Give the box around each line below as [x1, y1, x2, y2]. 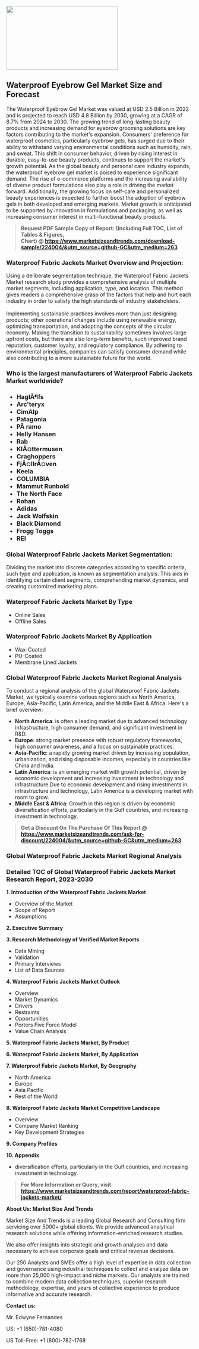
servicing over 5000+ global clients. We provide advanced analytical [6, 1223, 174, 1230]
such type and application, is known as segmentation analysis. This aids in [6, 570, 189, 578]
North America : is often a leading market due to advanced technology [14, 718, 187, 725]
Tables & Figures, [20, 231, 65, 238]
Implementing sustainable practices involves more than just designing [6, 310, 177, 317]
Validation [14, 954, 40, 961]
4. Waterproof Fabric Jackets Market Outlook [6, 978, 121, 985]
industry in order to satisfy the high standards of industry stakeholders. [6, 297, 181, 305]
